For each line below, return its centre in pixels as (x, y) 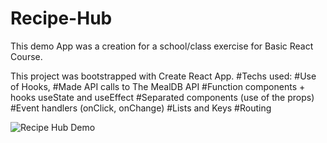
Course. (26, 56)
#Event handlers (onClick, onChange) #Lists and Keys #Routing (141, 108)
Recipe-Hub (61, 18)
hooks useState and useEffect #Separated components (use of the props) (162, 97)
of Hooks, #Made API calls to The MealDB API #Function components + (158, 86)
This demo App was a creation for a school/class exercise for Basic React (162, 46)
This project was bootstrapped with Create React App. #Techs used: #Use (163, 76)
